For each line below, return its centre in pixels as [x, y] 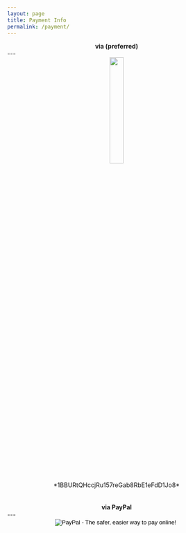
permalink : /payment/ [39, 26]
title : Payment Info [37, 20]
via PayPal [117, 507]
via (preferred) [117, 47]
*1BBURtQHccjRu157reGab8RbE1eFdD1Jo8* [117, 485]
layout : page [26, 14]
